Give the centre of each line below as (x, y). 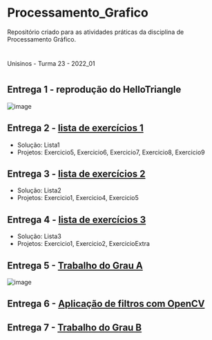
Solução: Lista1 (38, 145)
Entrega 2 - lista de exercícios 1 (75, 128)
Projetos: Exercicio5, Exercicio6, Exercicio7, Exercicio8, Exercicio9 (111, 152)
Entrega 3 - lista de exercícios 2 (76, 173)
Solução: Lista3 (39, 236)
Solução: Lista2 (39, 190)
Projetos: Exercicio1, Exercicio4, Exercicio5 (78, 198)
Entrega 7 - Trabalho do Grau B (75, 327)
